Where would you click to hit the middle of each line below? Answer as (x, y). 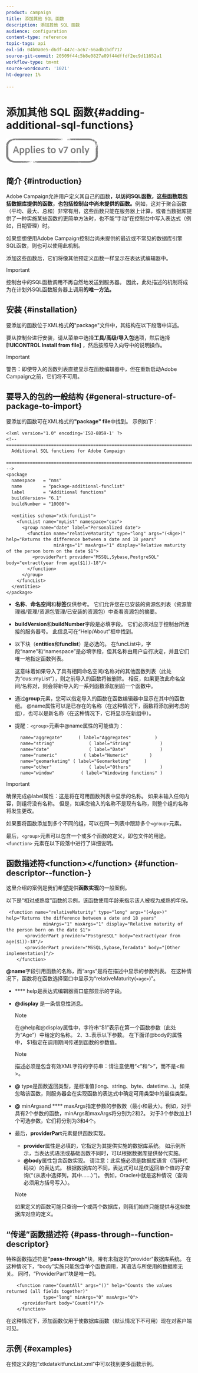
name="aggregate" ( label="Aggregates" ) (89, 737)
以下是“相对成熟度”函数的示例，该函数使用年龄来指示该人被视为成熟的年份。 (99, 900)
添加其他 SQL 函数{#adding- (75, 113)
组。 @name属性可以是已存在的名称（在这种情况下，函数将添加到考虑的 (102, 706)
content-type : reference (37, 37)
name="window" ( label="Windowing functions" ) (92, 773)
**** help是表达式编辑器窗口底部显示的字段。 (70, 991)
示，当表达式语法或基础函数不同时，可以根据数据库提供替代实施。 (103, 1153)
